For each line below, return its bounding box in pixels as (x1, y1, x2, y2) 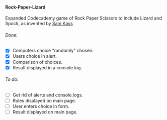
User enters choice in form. (12, 103, 69, 109)
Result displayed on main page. (12, 109, 78, 115)
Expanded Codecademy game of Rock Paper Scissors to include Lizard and (5, 15, 162, 21)
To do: (5, 76, 19, 82)
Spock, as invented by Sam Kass (5, 21, 73, 27)
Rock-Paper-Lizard (5, 4, 46, 10)
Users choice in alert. (12, 53, 57, 59)
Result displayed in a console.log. (12, 64, 82, 70)
